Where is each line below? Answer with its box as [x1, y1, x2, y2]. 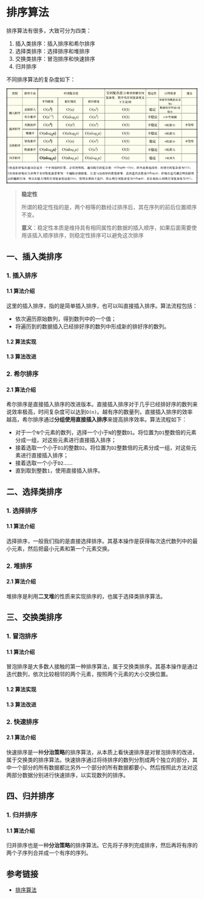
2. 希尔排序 [6, 370, 39, 378]
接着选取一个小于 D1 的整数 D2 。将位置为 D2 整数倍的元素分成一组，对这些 [15, 444, 191, 451]
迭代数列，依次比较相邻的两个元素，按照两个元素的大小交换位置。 [6, 670, 171, 678]
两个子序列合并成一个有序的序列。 [6, 849, 92, 857]
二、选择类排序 [6, 486, 63, 497]
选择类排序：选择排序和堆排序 [15, 47, 90, 55]
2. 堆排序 [6, 562, 33, 570]
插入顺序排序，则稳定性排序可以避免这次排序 [32, 232, 144, 239]
